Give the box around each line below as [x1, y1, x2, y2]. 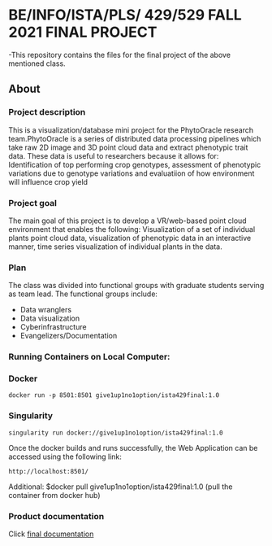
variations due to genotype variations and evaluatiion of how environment [8, 168, 255, 178]
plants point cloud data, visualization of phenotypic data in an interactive [8, 233, 252, 242]
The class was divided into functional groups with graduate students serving [8, 281, 265, 290]
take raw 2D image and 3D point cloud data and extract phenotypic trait [8, 142, 248, 152]
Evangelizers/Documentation [19, 331, 118, 341]
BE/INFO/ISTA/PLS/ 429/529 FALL [8, 6, 242, 24]
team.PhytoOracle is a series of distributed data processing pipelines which [8, 133, 261, 143]
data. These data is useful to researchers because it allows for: [8, 151, 219, 160]
